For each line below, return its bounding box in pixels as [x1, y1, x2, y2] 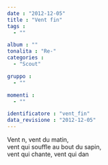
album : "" [7, 42, 38, 49]
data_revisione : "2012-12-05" [7, 117, 96, 124]
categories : [7, 54, 44, 62]
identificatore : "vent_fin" [7, 110, 90, 117]
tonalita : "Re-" [7, 48, 57, 55]
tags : [7, 23, 26, 29]
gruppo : [7, 73, 32, 79]
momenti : [7, 92, 36, 99]
